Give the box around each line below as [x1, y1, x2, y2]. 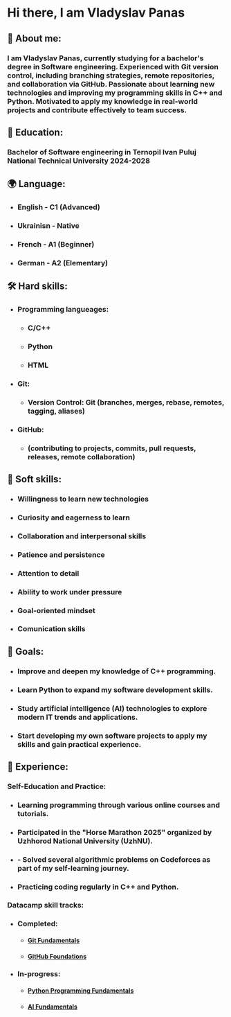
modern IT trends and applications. [17, 712, 138, 722]
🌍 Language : [7, 178, 66, 190]
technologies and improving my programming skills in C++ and [7, 88, 223, 98]
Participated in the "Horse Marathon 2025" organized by [17, 827, 212, 837]
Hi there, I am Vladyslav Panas [7, 5, 185, 21]
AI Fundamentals [27, 1002, 78, 1011]
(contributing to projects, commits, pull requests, [27, 443, 196, 453]
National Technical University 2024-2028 [7, 156, 151, 166]
